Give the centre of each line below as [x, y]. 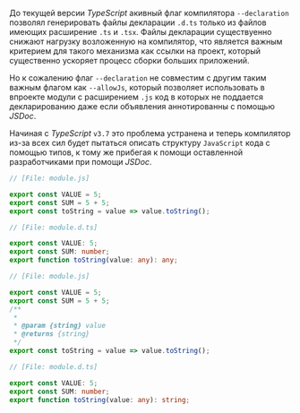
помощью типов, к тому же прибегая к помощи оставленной [126, 152]
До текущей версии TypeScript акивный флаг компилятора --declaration [149, 13]
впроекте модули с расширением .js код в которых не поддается [137, 97]
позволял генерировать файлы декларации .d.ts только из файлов [138, 22]
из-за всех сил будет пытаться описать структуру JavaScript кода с [140, 143]
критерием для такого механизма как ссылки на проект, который [135, 51]
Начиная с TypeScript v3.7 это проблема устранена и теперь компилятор [150, 133]
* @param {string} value [59, 326]
